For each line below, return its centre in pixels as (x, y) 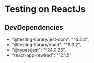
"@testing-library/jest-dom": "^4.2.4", (50, 39)
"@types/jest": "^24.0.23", (39, 50)
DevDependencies (34, 28)
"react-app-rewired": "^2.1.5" (42, 55)
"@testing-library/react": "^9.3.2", (46, 45)
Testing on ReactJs (45, 9)
